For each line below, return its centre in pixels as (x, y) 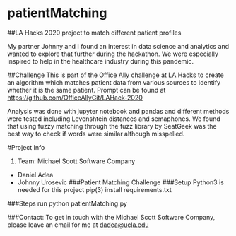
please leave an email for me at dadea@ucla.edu (78, 225)
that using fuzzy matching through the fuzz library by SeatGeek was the (112, 126)
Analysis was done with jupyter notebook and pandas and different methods (118, 111)
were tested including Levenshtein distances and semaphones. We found (114, 119)
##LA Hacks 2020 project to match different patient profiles (94, 33)
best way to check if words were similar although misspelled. (96, 134)
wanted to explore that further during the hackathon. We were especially (113, 54)
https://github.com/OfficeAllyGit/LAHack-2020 (75, 98)
